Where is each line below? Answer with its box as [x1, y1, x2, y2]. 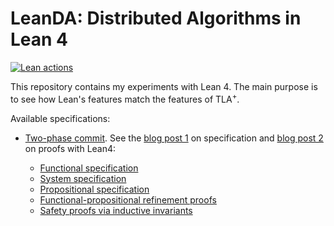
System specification [39, 172, 127, 184]
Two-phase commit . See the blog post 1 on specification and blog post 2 [24, 132, 324, 144]
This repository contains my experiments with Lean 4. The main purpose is [10, 80, 318, 92]
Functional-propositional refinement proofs [39, 193, 217, 206]
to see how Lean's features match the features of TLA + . [10, 91, 240, 105]
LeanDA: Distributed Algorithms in [10, 7, 302, 30]
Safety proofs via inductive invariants [39, 204, 193, 216]
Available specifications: [10, 112, 111, 124]
